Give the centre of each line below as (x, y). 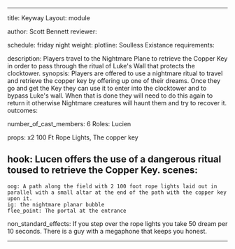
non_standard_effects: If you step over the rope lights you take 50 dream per (117, 223)
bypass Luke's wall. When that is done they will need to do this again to (110, 96)
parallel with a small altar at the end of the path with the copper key (117, 193)
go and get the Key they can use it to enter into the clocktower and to (107, 88)
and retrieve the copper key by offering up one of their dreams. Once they (114, 81)
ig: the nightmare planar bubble (56, 204)
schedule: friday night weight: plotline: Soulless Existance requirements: (111, 45)
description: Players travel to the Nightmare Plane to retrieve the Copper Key (117, 59)
